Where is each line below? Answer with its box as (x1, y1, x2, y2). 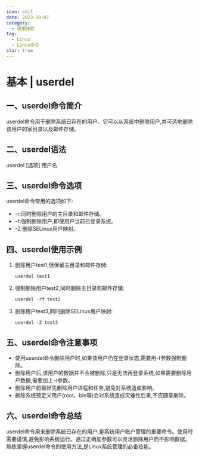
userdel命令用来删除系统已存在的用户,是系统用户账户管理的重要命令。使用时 (6, 428, 194, 435)
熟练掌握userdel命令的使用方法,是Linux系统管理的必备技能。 (6, 443, 154, 450)
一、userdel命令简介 (6, 101, 82, 111)
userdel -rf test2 (14, 296, 61, 302)
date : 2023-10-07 (6, 14, 49, 20)
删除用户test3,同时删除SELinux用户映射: (14, 308, 113, 315)
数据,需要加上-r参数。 (20, 377, 73, 384)
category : (6, 20, 31, 26)
